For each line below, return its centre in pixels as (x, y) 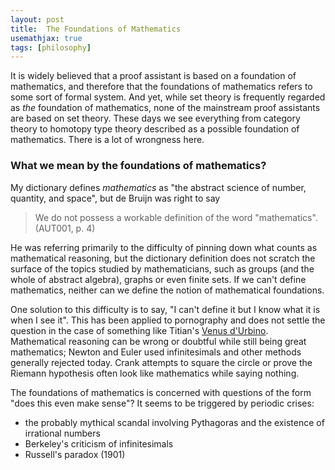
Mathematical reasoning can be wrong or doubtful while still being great (158, 341)
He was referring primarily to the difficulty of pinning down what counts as (164, 247)
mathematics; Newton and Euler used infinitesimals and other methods (156, 352)
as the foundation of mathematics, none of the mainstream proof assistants (165, 108)
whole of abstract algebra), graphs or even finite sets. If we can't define (158, 279)
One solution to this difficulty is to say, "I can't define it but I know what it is (165, 309)
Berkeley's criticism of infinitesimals (99, 443)
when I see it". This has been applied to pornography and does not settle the (168, 320)
